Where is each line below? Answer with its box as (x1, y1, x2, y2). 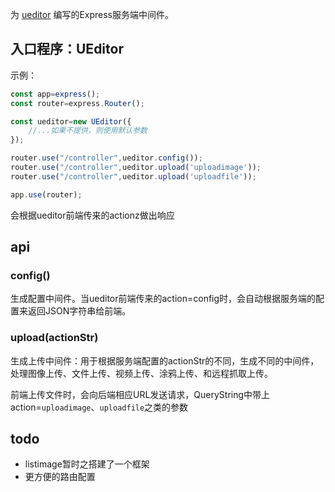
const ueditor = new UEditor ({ (10, 116, 132, 127)
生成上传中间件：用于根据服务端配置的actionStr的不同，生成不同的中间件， (10, 354, 320, 367)
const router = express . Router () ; (10, 98, 145, 108)
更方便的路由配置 (24, 471, 96, 483)
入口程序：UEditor (10, 41, 124, 58)
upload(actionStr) (10, 331, 99, 345)
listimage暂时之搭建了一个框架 (24, 458, 150, 470)
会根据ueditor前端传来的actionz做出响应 (10, 209, 175, 221)
